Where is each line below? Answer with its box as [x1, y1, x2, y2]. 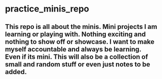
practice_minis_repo [5, 3, 90, 14]
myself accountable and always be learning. [5, 45, 142, 53]
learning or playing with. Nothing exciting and [5, 30, 146, 38]
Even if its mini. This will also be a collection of [5, 53, 148, 61]
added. [5, 67, 27, 76]
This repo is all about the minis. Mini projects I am [5, 23, 158, 31]
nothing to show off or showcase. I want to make [5, 38, 155, 46]
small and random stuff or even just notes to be [5, 60, 150, 68]
